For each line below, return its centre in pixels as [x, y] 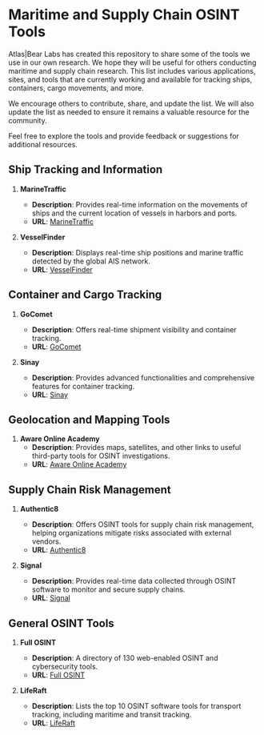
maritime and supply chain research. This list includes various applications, [132, 70]
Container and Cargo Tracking [85, 295]
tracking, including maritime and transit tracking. [112, 715]
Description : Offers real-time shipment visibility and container [134, 329]
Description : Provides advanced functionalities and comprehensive [143, 377]
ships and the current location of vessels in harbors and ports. [134, 213]
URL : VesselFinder [62, 269]
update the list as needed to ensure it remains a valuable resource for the [129, 112]
